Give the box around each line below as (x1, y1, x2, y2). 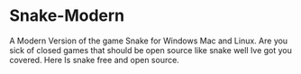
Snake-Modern (9, 5, 125, 26)
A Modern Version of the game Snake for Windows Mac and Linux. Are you (9, 35, 288, 46)
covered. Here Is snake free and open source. (9, 54, 180, 65)
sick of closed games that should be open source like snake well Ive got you (9, 44, 293, 55)
